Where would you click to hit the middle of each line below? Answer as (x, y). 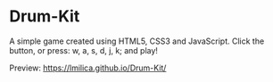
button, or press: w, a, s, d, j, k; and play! (84, 50)
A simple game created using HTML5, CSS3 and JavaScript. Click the (137, 41)
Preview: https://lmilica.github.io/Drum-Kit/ (88, 68)
